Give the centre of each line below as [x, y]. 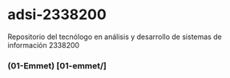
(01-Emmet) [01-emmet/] [57, 65]
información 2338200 [44, 45]
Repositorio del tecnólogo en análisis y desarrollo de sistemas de [115, 37]
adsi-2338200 [57, 15]
